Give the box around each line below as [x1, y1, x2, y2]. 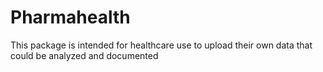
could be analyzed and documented [10, 49, 159, 61]
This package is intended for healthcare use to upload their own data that [10, 39, 313, 51]
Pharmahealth [10, 6, 131, 29]
